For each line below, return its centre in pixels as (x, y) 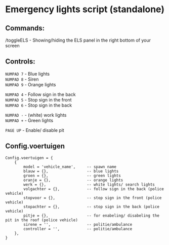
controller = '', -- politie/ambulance (78, 229)
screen (13, 46)
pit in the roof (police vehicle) (42, 220)
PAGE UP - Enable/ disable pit (35, 130)
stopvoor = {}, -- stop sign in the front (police (93, 198)
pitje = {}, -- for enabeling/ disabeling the (91, 216)
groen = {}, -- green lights (72, 176)
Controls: (20, 62)
